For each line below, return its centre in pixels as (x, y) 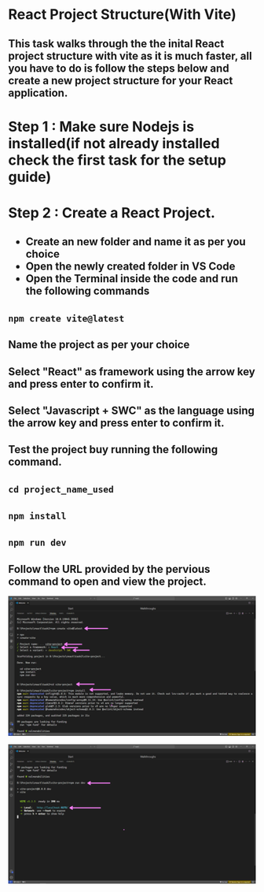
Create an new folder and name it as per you (136, 242)
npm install (37, 516)
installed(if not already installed (114, 143)
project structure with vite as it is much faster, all (130, 56)
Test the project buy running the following (113, 450)
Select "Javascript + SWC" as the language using (132, 410)
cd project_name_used (61, 489)
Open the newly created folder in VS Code (130, 267)
